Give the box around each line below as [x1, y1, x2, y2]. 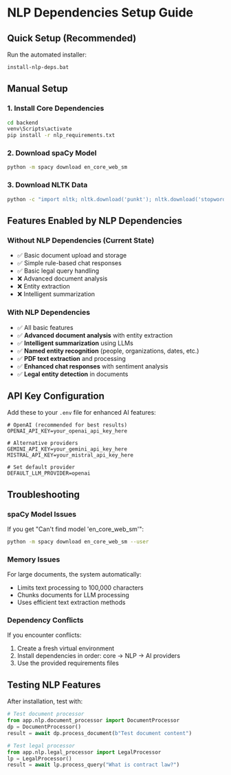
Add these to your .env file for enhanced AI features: [7, 409, 156, 417]
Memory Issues [7, 555, 60, 564]
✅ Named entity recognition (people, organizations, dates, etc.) [16, 347, 199, 355]
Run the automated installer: [7, 50, 87, 59]
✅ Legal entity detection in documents [16, 370, 129, 378]
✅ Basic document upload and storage [16, 251, 127, 260]
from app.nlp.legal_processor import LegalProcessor [7, 749, 162, 756]
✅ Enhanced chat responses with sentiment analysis [16, 362, 168, 370]
